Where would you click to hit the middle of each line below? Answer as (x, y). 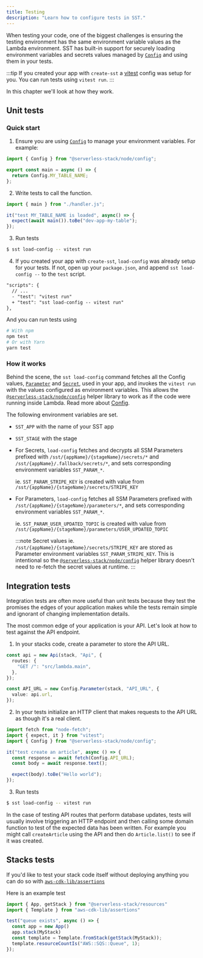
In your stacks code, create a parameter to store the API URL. (92, 644)
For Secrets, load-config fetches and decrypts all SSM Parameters (99, 451)
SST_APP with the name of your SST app (64, 427)
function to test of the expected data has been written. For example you (96, 827)
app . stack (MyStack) (37, 932)
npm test (17, 337)
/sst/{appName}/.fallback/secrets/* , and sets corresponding (93, 463)
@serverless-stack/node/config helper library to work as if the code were (98, 396)
